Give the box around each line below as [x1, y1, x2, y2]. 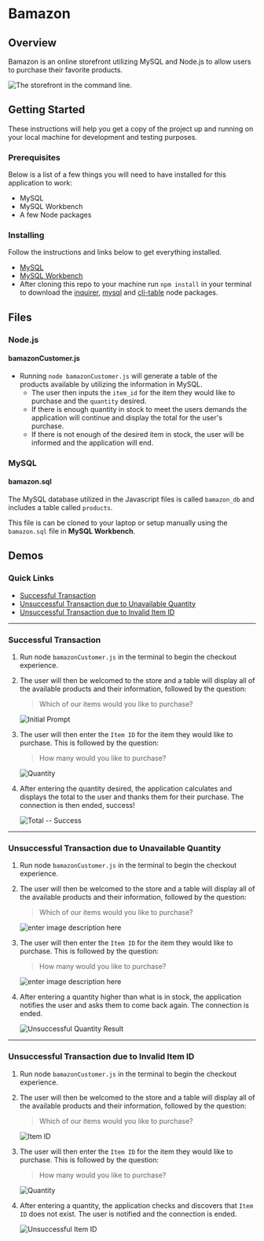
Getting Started [8, 103, 86, 116]
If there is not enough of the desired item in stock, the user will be [31, 429, 245, 439]
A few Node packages [19, 210, 92, 220]
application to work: [8, 178, 72, 188]
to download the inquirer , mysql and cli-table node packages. [19, 288, 218, 297]
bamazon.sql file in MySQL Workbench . [8, 527, 136, 536]
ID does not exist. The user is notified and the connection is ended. [19, 1209, 237, 1218]
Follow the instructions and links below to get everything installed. [8, 248, 222, 257]
